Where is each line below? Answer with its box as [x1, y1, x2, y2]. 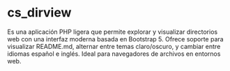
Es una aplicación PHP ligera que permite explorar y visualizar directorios [7, 28, 218, 36]
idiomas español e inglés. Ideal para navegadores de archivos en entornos [7, 50, 221, 58]
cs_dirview [7, 5, 72, 21]
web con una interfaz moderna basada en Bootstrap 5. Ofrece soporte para [7, 34, 224, 43]
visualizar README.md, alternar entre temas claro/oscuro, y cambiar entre [7, 42, 221, 50]
